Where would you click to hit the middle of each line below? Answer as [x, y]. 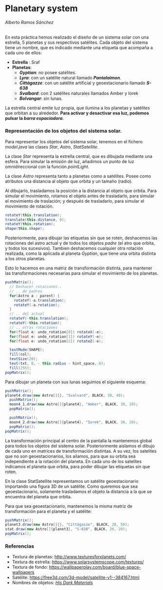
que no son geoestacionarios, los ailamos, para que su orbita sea [70, 456]
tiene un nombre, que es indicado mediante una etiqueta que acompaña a [79, 48]
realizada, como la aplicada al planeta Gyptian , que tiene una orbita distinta [81, 253]
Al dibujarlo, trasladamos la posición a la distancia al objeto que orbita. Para [81, 190]
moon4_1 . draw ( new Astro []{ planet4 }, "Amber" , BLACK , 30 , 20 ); [74, 404]
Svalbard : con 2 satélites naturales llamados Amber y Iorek [79, 94]
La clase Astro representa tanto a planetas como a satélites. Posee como [78, 176]
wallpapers [23, 572]
